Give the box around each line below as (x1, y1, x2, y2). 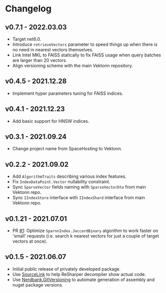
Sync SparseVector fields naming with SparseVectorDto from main (12, 184, 146, 190)
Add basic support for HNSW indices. (12, 118, 89, 124)
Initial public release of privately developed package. (12, 266, 121, 272)
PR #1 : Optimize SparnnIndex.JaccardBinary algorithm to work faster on (12, 228, 158, 234)
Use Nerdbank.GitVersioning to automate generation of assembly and (12, 277, 155, 283)
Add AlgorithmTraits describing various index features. (12, 173, 127, 180)
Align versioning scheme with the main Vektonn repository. (12, 63, 133, 68)
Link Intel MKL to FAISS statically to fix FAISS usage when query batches (12, 52, 162, 58)
